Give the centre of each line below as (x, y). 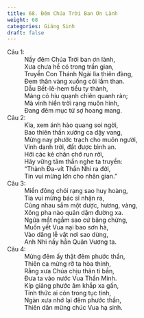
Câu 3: (16, 183)
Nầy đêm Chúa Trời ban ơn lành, (70, 60)
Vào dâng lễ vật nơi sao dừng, (66, 235)
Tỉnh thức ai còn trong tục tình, (68, 293)
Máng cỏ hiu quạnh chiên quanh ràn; (76, 96)
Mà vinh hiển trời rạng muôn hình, (72, 103)
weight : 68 (23, 20)
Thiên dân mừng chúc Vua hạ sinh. (74, 308)
